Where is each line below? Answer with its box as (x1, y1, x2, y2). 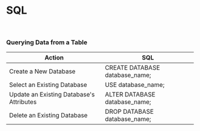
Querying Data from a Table (6, 38, 87, 46)
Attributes (9, 98, 37, 106)
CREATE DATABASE (105, 64, 161, 72)
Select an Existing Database (9, 81, 87, 89)
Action (44, 54, 64, 62)
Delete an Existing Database (9, 111, 88, 120)
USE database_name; (105, 81, 165, 89)
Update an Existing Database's (9, 91, 95, 99)
